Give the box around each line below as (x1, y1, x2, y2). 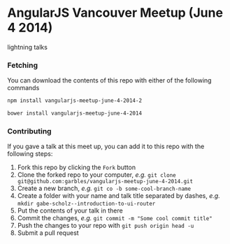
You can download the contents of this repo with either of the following (7, 76, 212, 85)
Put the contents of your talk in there (17, 206, 124, 215)
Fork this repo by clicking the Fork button (17, 163, 136, 172)
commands (7, 84, 40, 92)
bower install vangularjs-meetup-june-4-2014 (7, 110, 142, 117)
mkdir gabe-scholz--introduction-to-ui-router (17, 201, 156, 208)
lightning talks (7, 43, 48, 51)
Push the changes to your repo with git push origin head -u (17, 222, 194, 230)
